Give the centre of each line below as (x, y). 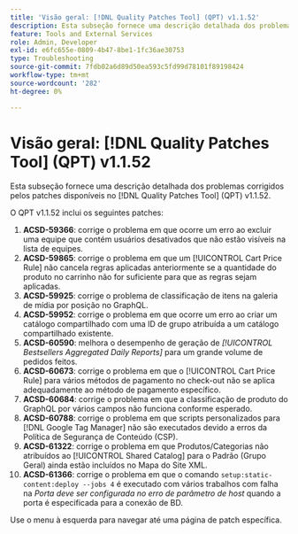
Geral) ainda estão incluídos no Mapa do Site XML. (115, 465)
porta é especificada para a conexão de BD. (103, 503)
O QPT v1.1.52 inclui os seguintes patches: (87, 213)
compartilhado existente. (68, 334)
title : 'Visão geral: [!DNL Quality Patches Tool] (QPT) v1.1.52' (135, 17)
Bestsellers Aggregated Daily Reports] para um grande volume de (143, 352)
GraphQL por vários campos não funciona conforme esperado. (138, 409)
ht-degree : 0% (36, 91)
